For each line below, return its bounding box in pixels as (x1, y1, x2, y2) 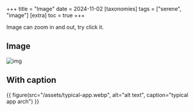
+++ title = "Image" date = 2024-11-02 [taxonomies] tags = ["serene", (6, 5, 182, 12)
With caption (6, 75, 57, 85)
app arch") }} (6, 98, 40, 105)
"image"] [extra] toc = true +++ (6, 12, 85, 19)
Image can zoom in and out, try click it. (6, 24, 104, 30)
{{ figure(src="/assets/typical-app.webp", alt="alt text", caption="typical (6, 91, 189, 98)
